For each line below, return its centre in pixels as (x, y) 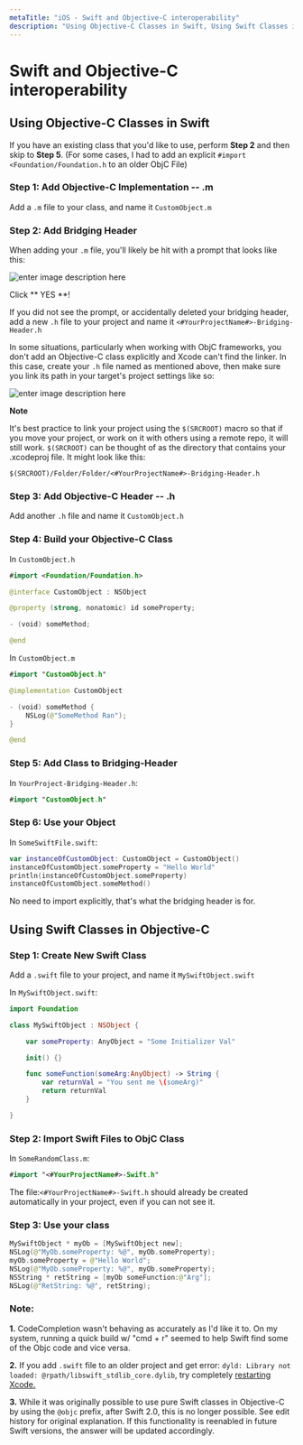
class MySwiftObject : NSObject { (74, 1025)
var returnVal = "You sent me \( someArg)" (123, 1083)
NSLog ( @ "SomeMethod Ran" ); (76, 715)
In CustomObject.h (42, 559)
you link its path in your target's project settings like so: (112, 376)
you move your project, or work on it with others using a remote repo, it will (149, 438)
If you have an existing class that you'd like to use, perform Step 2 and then (150, 144)
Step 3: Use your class (60, 1225)
